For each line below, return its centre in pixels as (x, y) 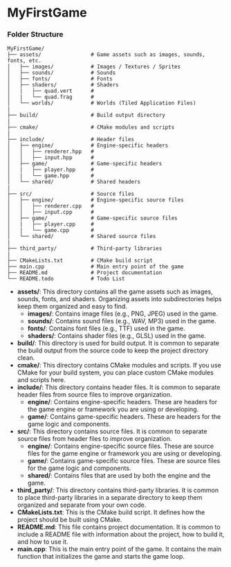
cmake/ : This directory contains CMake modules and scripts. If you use (119, 366)
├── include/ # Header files (71, 140)
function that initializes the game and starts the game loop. (101, 557)
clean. (26, 358)
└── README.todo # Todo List (66, 279)
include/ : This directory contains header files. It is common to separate (119, 387)
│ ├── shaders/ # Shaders (63, 85)
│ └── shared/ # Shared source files (82, 237)
